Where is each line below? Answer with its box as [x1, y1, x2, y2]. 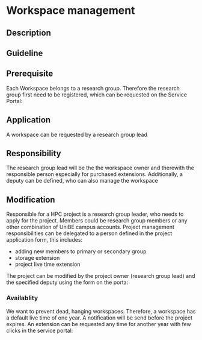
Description [6, 28, 51, 38]
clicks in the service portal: [6, 327, 73, 334]
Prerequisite [6, 69, 54, 79]
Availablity [6, 294, 38, 302]
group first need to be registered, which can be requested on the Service [6, 91, 188, 98]
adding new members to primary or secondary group [14, 248, 147, 255]
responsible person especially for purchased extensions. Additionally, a [6, 171, 183, 178]
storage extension [14, 254, 60, 262]
